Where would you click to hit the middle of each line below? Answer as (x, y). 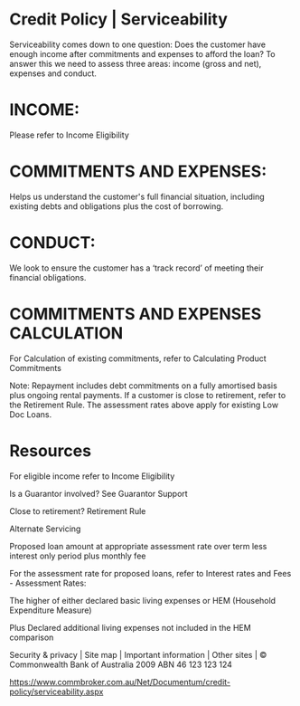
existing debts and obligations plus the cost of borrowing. (117, 206)
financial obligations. (48, 277)
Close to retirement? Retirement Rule (78, 510)
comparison (32, 637)
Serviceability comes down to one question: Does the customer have (138, 44)
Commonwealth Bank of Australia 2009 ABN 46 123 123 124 (121, 664)
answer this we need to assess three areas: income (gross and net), (136, 63)
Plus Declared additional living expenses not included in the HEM (130, 627)
